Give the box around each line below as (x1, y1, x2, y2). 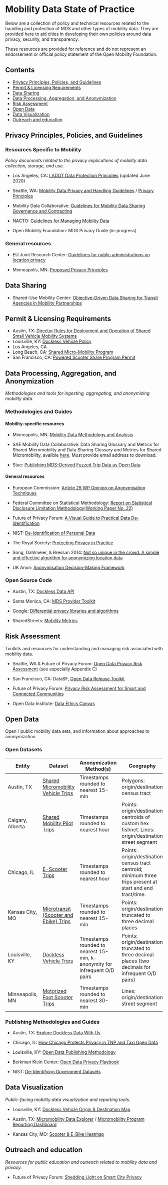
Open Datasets (5, 746, 42, 753)
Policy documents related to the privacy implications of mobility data (5, 157, 147, 164)
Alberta (7, 823, 25, 830)
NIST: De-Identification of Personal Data (12, 530, 95, 536)
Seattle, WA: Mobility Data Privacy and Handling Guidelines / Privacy (12, 187, 154, 194)
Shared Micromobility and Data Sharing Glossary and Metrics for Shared (12, 447, 161, 453)
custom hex (121, 820, 149, 827)
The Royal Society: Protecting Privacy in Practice (12, 539, 113, 546)
